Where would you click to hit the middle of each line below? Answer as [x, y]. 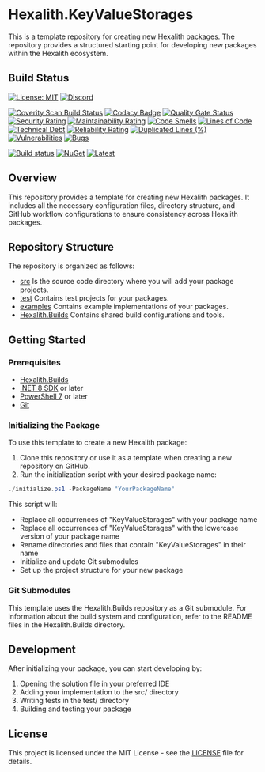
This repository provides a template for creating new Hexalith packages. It [129, 197]
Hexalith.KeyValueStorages [101, 15]
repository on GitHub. [55, 466]
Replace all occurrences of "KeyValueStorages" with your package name [138, 520]
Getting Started [47, 340]
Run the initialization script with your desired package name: [118, 475]
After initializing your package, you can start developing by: [105, 668]
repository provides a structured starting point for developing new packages [132, 44]
